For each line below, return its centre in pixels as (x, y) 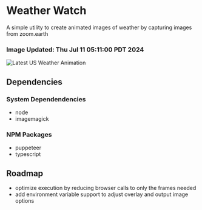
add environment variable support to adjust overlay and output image (102, 194)
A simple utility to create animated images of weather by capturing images (99, 27)
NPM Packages (29, 134)
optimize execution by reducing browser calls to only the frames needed (106, 188)
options (25, 201)
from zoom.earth (27, 33)
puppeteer (28, 148)
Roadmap (25, 173)
